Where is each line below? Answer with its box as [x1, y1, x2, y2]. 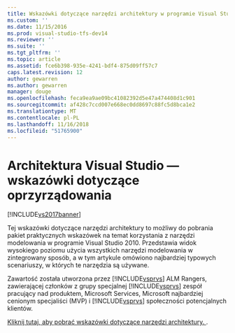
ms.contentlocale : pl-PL [7, 114, 80, 121]
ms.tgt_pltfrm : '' [7, 50, 61, 57]
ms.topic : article [7, 56, 61, 63]
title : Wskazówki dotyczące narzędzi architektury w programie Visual [7, 10, 218, 17]
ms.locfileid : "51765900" [7, 127, 83, 134]
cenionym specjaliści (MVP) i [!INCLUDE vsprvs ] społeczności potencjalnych [7, 297, 227, 305]
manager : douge [7, 88, 52, 95]
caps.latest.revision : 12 [7, 69, 83, 76]
